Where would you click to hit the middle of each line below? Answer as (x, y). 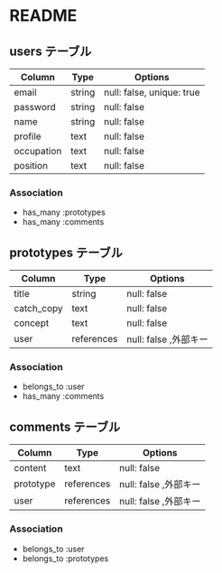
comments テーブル (65, 426)
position (31, 166)
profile (28, 136)
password (35, 107)
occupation (38, 151)
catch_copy (38, 309)
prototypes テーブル (66, 252)
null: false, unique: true (152, 92)
